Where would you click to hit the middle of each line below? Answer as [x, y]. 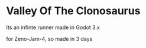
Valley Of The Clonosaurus [73, 11]
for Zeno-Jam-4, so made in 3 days [49, 39]
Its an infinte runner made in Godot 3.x [53, 27]
